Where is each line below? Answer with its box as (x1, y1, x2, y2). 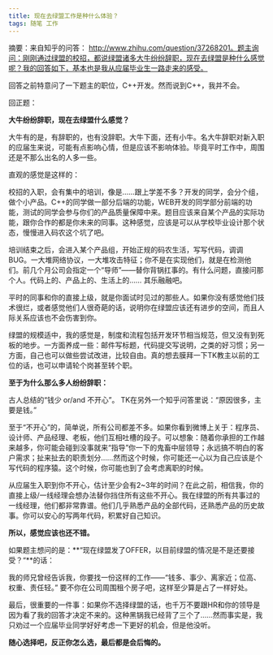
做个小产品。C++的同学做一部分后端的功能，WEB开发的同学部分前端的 (8, 196, 246, 207)
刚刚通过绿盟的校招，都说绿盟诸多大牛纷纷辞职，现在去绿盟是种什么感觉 (22, 53, 265, 62)
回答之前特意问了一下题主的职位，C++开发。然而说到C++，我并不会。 (8, 80, 245, 90)
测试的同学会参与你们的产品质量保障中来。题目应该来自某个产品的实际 (22, 207, 258, 217)
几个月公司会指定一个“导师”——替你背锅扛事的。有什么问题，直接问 (29, 265, 258, 274)
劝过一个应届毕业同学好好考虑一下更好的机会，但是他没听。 (15, 620, 215, 630)
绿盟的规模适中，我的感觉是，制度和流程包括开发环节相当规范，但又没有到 (8, 330, 258, 339)
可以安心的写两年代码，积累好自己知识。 (29, 511, 165, 520)
